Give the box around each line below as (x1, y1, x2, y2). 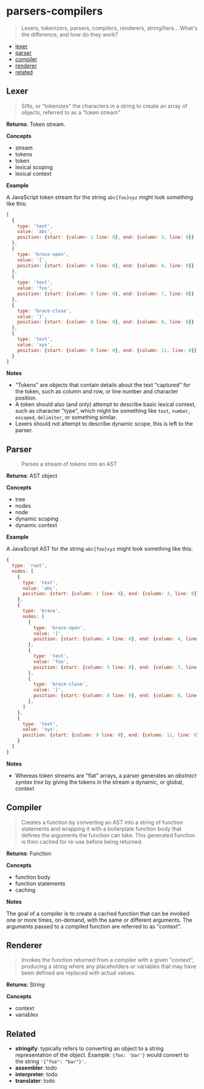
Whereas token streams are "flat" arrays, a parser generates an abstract (15, 772, 197, 779)
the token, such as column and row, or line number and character (15, 388, 178, 395)
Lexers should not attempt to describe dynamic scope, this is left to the (15, 420, 193, 427)
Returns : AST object (6, 472, 58, 480)
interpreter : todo (15, 1071, 58, 1078)
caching (15, 886, 36, 893)
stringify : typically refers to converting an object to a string (15, 1045, 164, 1053)
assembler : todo (15, 1064, 58, 1071)
